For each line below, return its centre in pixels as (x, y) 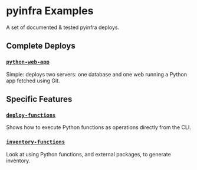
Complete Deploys (41, 46)
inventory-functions (36, 142)
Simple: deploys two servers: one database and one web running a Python (97, 74)
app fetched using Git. (33, 81)
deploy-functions (31, 115)
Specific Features (39, 99)
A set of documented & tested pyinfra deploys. (63, 27)
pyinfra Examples (50, 11)
